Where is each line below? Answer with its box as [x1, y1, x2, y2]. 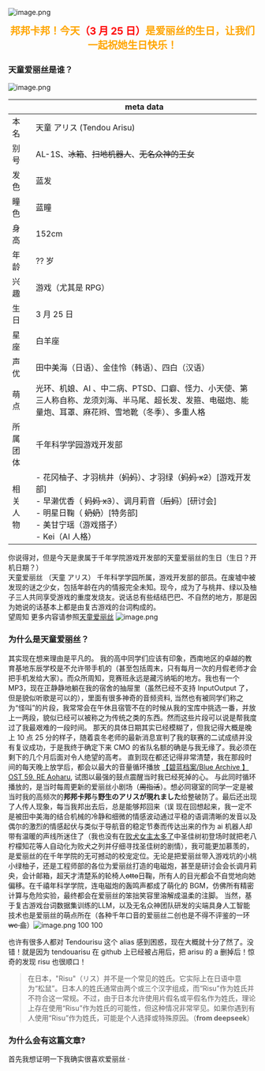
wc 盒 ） [8, 920, 34, 930]
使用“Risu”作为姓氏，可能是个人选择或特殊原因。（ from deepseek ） [34, 1013, 254, 1023]
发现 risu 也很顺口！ [21, 956, 87, 966]
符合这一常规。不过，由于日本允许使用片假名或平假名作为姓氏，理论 [34, 993, 256, 1003]
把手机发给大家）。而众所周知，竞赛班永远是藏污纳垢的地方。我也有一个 [8, 673, 240, 683]
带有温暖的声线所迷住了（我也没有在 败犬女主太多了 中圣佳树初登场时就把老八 [8, 831, 257, 841]
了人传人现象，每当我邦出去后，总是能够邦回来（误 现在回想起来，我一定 [8, 801, 245, 811]
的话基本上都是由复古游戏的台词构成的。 [28, 602, 160, 612]
